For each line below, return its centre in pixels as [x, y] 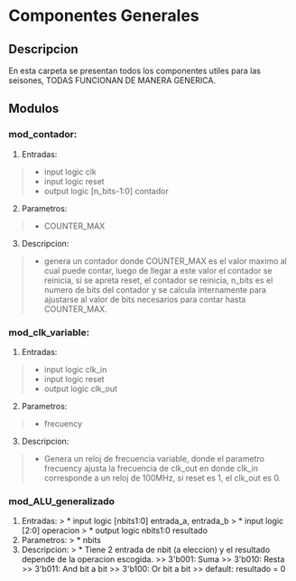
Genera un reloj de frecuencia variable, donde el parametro [154, 458]
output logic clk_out [81, 389]
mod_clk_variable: [49, 333]
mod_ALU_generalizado [61, 501]
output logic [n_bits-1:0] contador [106, 191]
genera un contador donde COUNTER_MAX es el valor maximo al [166, 261]
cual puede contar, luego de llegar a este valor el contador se [158, 270]
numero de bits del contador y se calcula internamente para [155, 289]
